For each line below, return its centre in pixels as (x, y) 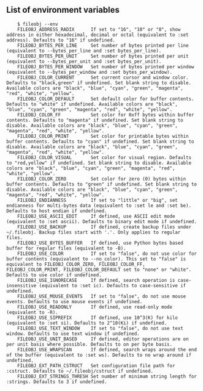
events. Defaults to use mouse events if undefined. (74, 301)
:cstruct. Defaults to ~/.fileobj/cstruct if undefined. (80, 371)
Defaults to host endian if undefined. (57, 211)
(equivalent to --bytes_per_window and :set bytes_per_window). (89, 72)
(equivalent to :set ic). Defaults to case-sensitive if (112, 285)
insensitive (21, 285)
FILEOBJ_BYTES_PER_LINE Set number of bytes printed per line (103, 45)
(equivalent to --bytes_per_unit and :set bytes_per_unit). (84, 61)
